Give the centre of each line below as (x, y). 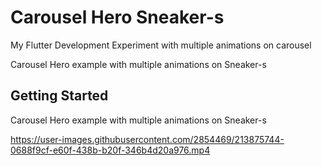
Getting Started (59, 96)
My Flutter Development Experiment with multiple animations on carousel (161, 45)
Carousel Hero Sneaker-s (117, 17)
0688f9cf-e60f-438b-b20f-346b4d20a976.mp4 (110, 150)
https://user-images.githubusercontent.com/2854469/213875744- (147, 139)
